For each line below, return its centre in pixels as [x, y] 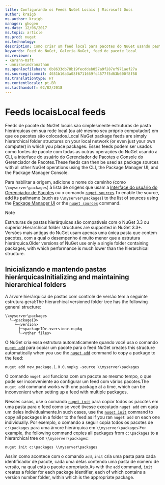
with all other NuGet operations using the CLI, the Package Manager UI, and [82, 168]
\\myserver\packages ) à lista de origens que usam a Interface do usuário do [82, 187]
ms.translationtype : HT [29, 78]
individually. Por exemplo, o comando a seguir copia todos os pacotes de [79, 422]
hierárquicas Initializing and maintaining [67, 277]
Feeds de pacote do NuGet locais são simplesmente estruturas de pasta [78, 126]
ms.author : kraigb [24, 19]
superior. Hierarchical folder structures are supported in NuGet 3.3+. [74, 228]
